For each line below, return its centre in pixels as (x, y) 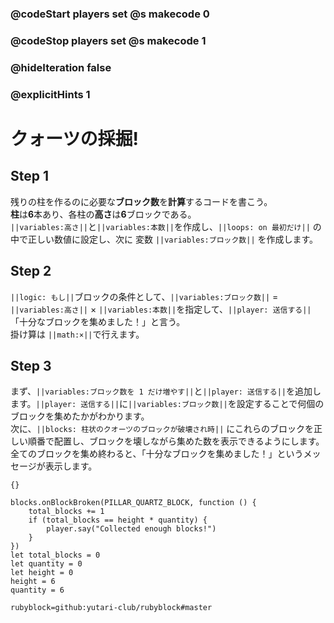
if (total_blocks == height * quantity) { (118, 520)
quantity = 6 (37, 590)
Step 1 (30, 176)
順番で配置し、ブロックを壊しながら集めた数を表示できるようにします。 (176, 441)
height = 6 (33, 582)
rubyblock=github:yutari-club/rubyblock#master (111, 608)
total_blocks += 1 (66, 512)
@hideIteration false (61, 67)
